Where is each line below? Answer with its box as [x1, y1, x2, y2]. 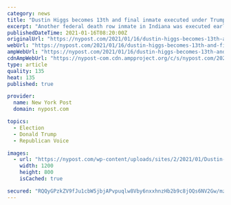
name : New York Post [13, 99, 72, 107]
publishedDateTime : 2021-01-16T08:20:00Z [7, 29, 128, 36]
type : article [7, 61, 48, 68]
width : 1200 [19, 162, 54, 169]
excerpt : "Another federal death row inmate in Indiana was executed [7, 23, 211, 30]
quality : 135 [7, 67, 45, 74]
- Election [13, 125, 45, 131]
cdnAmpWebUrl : [7, 55, 48, 62]
